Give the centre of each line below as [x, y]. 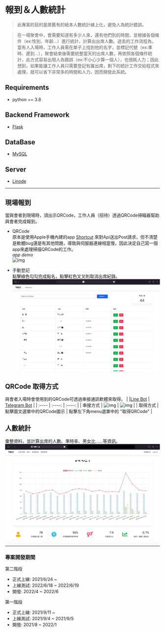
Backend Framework [37, 115]
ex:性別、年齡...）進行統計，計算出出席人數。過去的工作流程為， [91, 41]
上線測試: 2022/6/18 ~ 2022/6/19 [46, 585]
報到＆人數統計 [35, 10]
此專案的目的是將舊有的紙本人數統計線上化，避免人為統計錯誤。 [82, 25]
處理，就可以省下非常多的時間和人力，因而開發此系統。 [73, 72]
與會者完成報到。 [22, 221]
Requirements [27, 88]
